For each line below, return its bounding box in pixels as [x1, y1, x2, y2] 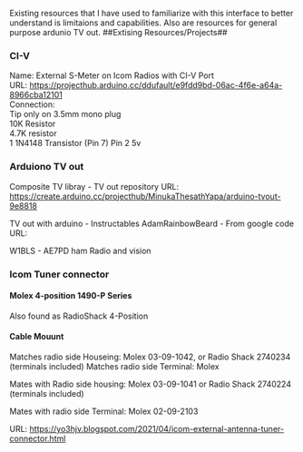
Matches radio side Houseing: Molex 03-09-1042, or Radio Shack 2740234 [9, 351, 291, 362]
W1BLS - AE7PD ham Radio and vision [9, 245, 151, 256]
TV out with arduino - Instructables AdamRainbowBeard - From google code [9, 218, 295, 229]
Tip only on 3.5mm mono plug [9, 109, 122, 120]
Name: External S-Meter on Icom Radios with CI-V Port [9, 70, 215, 81]
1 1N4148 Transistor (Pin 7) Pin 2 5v [9, 138, 142, 149]
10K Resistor [9, 118, 56, 130]
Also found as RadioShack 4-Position [9, 310, 149, 321]
